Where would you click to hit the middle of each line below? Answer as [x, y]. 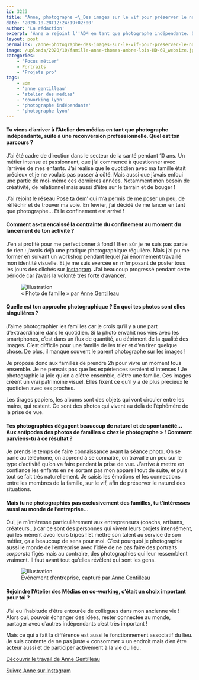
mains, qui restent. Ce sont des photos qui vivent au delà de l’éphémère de [97, 406]
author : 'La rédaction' [36, 28]
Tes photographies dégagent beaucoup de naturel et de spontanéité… [94, 426]
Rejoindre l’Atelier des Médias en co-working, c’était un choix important [96, 591]
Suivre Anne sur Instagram [38, 671]
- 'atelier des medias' [46, 94]
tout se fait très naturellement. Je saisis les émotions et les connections [93, 477]
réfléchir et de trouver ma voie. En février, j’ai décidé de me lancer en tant [96, 204]
